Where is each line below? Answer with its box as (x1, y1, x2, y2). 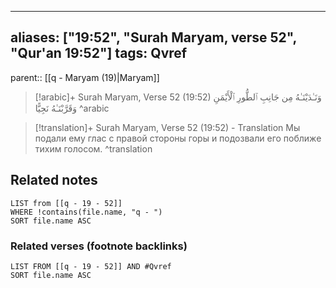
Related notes (10, 172, 98, 189)
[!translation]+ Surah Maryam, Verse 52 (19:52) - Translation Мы (34, 121, 301, 133)
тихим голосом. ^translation (34, 142, 153, 155)
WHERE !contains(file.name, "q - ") (10, 207, 163, 217)
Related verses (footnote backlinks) (10, 239, 188, 253)
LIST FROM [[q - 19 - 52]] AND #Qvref (10, 261, 172, 271)
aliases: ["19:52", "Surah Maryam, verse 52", (10, 29, 297, 46)
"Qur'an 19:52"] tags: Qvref (10, 45, 188, 62)
